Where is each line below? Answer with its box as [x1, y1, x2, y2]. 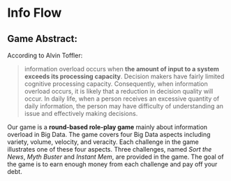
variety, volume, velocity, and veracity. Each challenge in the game [7, 138, 199, 146]
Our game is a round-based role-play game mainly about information [7, 123, 208, 131]
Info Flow [7, 5, 62, 21]
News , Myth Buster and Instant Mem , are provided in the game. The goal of [7, 152, 225, 161]
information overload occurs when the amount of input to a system [24, 65, 220, 73]
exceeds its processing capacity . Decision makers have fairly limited [24, 72, 225, 80]
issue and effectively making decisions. [24, 110, 138, 117]
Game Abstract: [7, 33, 78, 45]
